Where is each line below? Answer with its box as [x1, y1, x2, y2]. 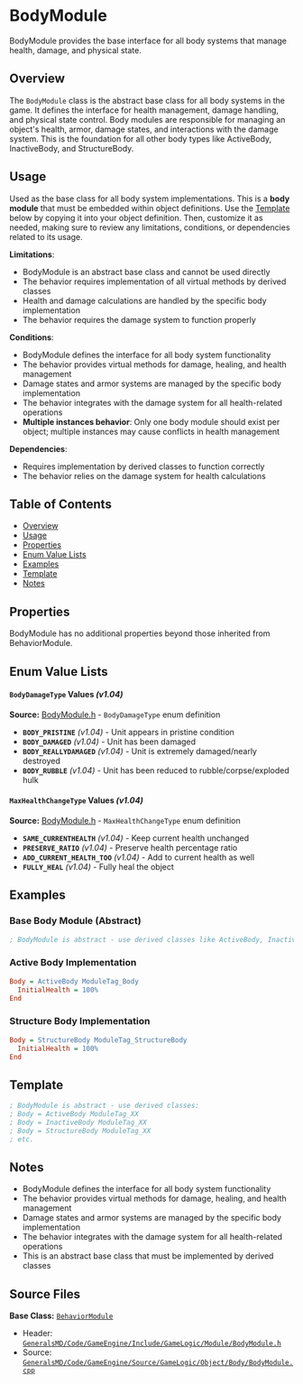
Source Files [9, 1287, 81, 1302]
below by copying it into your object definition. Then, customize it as [9, 212, 263, 223]
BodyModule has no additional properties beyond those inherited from [9, 628, 271, 639]
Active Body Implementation [9, 956, 137, 969]
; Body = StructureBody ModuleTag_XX [9, 1126, 151, 1135]
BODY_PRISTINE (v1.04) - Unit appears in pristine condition [22, 726, 234, 737]
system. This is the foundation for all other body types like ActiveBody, [9, 133, 272, 144]
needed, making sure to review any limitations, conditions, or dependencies [9, 222, 290, 233]
